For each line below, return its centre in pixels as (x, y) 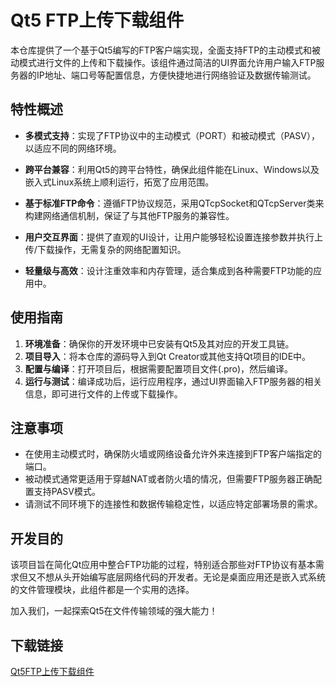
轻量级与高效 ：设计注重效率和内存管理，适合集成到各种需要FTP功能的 (169, 270)
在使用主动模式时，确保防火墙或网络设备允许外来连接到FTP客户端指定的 (173, 454)
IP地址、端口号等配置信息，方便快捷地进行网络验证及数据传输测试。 (176, 75)
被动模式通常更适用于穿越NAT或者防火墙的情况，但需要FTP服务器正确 (169, 479)
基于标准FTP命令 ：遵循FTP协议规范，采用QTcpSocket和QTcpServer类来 (174, 203)
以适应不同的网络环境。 (73, 148)
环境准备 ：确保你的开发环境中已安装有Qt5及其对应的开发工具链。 (159, 343)
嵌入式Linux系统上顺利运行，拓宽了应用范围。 (119, 182)
